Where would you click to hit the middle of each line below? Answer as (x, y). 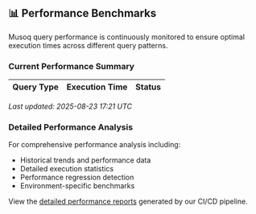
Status (149, 87)
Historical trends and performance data (85, 160)
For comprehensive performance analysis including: (95, 145)
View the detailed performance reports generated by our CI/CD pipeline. (128, 202)
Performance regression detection (77, 177)
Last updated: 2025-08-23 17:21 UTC (70, 106)
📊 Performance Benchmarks (83, 13)
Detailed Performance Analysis (71, 127)
